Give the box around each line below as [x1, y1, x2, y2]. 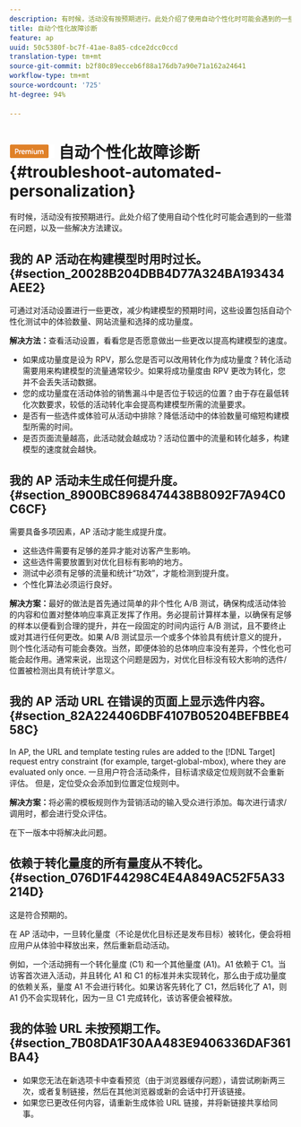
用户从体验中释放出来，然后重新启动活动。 [16, 940, 175, 950]
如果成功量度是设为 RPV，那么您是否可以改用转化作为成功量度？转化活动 [21, 354, 292, 365]
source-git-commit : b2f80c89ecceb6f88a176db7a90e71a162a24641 [9, 62, 246, 71]
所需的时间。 [30, 421, 78, 432]
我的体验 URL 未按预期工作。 [9, 1021, 168, 1036]
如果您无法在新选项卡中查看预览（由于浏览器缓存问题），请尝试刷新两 [21, 1074, 278, 1085]
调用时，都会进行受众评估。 [9, 808, 112, 819]
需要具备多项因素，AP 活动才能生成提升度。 [9, 526, 172, 537]
